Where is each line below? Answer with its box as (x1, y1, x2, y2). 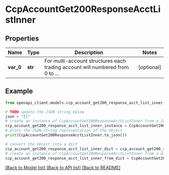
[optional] (138, 64, 161, 71)
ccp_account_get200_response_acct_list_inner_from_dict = (5, 155, 129, 161)
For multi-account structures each (44, 58, 126, 64)
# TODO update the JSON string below (5, 109, 84, 114)
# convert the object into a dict (5, 141, 78, 146)
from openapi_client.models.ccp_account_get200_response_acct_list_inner (5, 100, 163, 105)
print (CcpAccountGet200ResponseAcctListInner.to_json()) (5, 133, 127, 138)
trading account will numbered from (44, 64, 129, 71)
